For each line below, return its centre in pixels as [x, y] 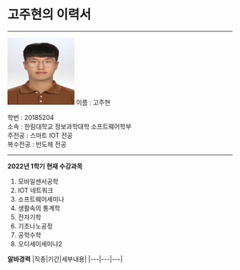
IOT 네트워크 [35, 190]
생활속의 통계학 [39, 208]
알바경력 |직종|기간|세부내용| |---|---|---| [65, 259]
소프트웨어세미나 [41, 199]
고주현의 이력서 [49, 15]
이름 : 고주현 [93, 102]
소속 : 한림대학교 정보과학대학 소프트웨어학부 [70, 126]
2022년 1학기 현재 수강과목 [45, 166]
